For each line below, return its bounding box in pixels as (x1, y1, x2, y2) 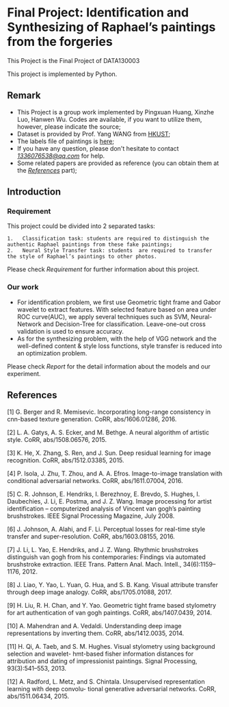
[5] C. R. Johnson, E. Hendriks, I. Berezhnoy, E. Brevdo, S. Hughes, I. (7, 490, 200, 498)
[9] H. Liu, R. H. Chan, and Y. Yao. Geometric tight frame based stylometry (7, 601, 217, 609)
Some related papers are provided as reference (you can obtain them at (16, 159, 219, 167)
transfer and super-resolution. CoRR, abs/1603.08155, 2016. (7, 532, 176, 541)
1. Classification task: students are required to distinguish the (7, 235, 210, 243)
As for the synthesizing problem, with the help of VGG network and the (16, 334, 217, 343)
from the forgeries (7, 34, 113, 49)
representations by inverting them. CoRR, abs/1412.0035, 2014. (7, 629, 185, 637)
